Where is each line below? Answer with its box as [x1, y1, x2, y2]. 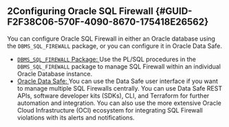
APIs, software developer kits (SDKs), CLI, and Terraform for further [17, 91, 210, 100]
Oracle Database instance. [17, 69, 93, 78]
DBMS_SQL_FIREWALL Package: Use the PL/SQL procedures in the [17, 55, 196, 63]
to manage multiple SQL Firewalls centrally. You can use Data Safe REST [17, 84, 222, 92]
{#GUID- [155, 5, 193, 17]
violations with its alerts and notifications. [17, 113, 135, 122]
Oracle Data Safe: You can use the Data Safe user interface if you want [17, 77, 218, 85]
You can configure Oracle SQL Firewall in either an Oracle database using [7, 34, 215, 43]
